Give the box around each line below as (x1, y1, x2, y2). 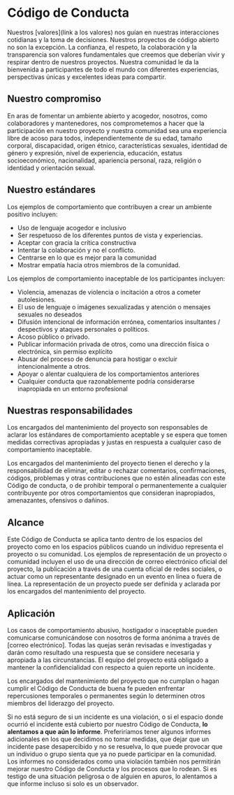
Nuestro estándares (7, 184, 96, 196)
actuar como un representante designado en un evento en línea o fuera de (7, 572, 221, 581)
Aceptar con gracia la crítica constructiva (17, 238, 137, 246)
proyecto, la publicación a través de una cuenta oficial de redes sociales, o (7, 565, 223, 573)
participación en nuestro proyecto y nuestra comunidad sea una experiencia (7, 126, 227, 134)
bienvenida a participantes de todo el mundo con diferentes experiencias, (7, 65, 219, 73)
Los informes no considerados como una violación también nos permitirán (7, 757, 221, 766)
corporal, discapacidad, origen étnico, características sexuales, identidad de (7, 141, 228, 150)
